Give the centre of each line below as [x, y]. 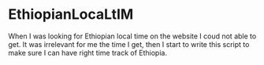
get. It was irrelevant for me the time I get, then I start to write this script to [129, 44]
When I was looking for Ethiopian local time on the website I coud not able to [132, 36]
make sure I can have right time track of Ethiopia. [88, 52]
